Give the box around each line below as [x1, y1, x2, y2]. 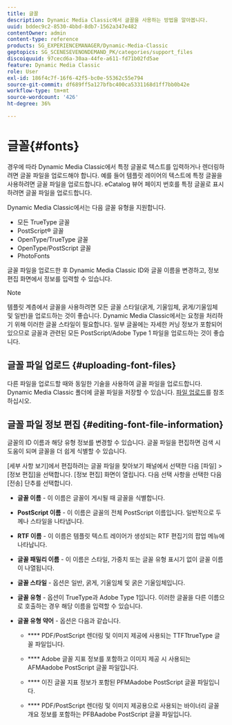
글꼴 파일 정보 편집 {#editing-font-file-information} [7, 419, 224, 431]
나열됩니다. [24, 564, 55, 572]
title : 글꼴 [7, 10, 39, 17]
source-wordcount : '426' [7, 94, 79, 101]
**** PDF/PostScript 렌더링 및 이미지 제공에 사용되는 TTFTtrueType [27, 632, 213, 640]
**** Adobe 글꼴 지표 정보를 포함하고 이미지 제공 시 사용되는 [27, 655, 191, 663]
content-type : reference [7, 36, 79, 43]
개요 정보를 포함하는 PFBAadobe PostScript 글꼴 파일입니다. [27, 710, 192, 719]
